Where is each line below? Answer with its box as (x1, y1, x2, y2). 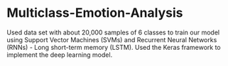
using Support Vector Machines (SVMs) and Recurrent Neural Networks (6, 35, 217, 44)
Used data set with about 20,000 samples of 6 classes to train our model (6, 28, 220, 37)
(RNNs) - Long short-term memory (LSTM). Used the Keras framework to (6, 43, 221, 51)
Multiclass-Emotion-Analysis (6, 5, 183, 21)
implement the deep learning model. (6, 51, 113, 59)
